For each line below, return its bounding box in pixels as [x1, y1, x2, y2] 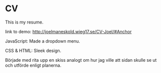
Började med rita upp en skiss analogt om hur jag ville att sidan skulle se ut [5, 57, 157, 63]
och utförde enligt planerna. [5, 62, 62, 68]
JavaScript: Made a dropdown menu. [5, 38, 80, 44]
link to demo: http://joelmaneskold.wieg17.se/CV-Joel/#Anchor [5, 28, 132, 34]
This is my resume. [5, 19, 43, 25]
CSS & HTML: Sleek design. [5, 48, 62, 53]
